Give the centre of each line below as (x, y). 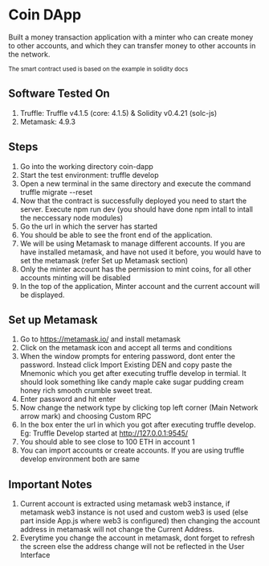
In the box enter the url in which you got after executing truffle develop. (138, 425)
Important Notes (50, 484)
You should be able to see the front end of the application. (116, 234)
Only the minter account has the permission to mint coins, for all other (135, 269)
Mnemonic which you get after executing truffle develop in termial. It (133, 374)
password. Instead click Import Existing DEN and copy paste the (126, 365)
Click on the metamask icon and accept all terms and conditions (126, 348)
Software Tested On (59, 94)
